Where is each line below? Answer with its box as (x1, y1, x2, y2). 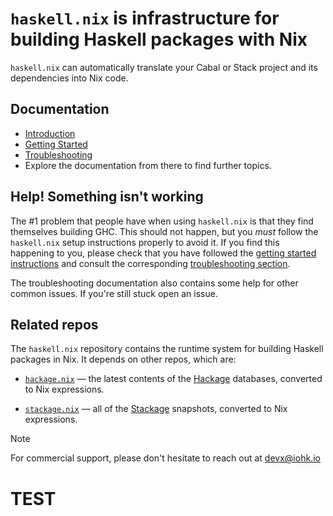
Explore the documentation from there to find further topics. (24, 159, 272, 171)
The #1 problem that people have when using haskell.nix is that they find (10, 215, 314, 227)
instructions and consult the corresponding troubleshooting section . (10, 257, 291, 269)
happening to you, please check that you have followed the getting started (10, 247, 317, 259)
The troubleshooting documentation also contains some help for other (10, 277, 299, 289)
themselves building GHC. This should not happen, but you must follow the (10, 225, 319, 237)
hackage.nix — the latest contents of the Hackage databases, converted (24, 373, 323, 385)
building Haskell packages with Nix (10, 28, 308, 51)
